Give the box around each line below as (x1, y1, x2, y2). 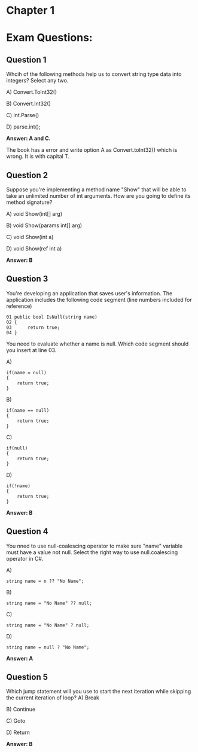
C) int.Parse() (6, 112, 39, 119)
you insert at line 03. (6, 346, 57, 353)
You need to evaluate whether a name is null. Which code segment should (6, 340, 189, 347)
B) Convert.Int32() (6, 100, 51, 108)
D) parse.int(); (6, 123, 41, 130)
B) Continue (6, 706, 36, 713)
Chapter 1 (6, 4, 55, 17)
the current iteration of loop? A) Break (6, 694, 100, 701)
